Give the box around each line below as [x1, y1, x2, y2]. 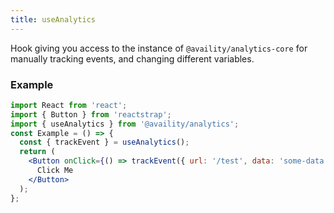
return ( [19, 147, 56, 157]
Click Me [36, 166, 74, 176]
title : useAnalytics [10, 14, 97, 25]
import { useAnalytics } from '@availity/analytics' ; [10, 119, 240, 129]
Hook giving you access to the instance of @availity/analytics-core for [10, 42, 308, 54]
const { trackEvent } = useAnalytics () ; [19, 137, 190, 148]
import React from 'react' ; [10, 100, 128, 110]
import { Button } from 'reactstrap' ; [10, 109, 172, 120]
